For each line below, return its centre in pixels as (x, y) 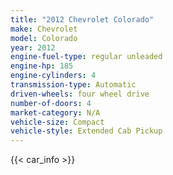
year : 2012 (33, 47)
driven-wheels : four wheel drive (80, 94)
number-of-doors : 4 (51, 103)
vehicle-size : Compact (57, 122)
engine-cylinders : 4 (53, 76)
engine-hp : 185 (42, 66)
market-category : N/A (55, 112)
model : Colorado (44, 38)
